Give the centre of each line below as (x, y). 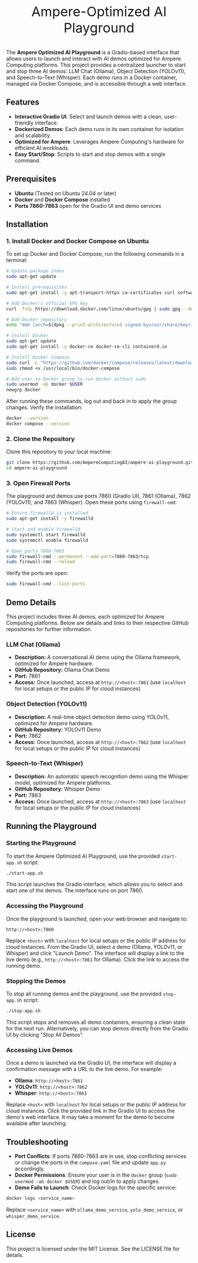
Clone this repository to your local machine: (59, 452)
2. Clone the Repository (41, 439)
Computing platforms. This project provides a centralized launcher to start (96, 65)
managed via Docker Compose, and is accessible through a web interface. (97, 84)
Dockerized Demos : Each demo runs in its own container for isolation (99, 129)
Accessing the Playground (45, 906)
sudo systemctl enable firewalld (47, 540)
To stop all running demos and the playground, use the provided (84, 994)
